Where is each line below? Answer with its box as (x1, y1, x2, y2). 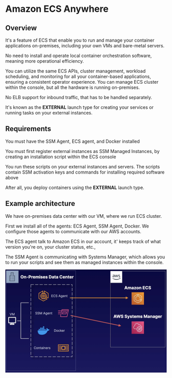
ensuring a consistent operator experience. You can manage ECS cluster (5, 79, 159, 85)
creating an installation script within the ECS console (5, 154, 116, 160)
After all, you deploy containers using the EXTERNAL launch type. (5, 184, 144, 191)
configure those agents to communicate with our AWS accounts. (5, 228, 142, 234)
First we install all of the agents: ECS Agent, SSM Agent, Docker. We (5, 223, 149, 229)
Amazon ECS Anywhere (5, 3, 109, 15)
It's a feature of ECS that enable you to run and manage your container (5, 37, 155, 43)
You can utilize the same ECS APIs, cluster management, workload (5, 68, 146, 74)
